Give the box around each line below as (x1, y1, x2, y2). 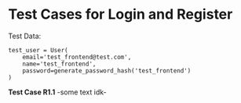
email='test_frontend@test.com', (22, 53, 132, 61)
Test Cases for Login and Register (8, 5, 233, 23)
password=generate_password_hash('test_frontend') (22, 66, 192, 75)
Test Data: (8, 31, 42, 41)
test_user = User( (8, 46, 68, 54)
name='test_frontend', (22, 60, 97, 68)
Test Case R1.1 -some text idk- (8, 87, 108, 97)
